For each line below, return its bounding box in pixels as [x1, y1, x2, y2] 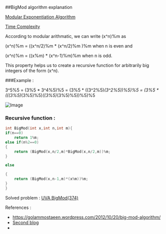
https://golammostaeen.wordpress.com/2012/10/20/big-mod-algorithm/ [12, 214, 161, 220]
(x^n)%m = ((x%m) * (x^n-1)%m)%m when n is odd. [5, 52, 112, 58]
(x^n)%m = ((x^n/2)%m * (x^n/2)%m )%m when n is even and [5, 43, 133, 49]
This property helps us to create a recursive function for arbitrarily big [5, 62, 149, 68]
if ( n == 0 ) [5, 130, 23, 135]
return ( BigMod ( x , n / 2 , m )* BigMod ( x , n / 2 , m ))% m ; [14, 149, 111, 154]
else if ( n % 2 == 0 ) [5, 139, 39, 144]
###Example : [5, 77, 34, 83]
